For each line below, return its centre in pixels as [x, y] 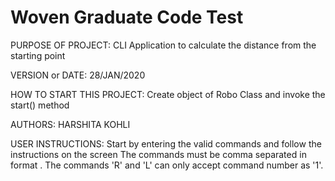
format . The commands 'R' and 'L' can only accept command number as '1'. [167, 165]
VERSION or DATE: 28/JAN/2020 [78, 75]
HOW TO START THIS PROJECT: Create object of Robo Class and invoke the [168, 94]
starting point [38, 55]
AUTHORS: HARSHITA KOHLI [70, 124]
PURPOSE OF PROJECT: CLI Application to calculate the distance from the [163, 45]
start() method [40, 105]
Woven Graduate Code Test [127, 17]
